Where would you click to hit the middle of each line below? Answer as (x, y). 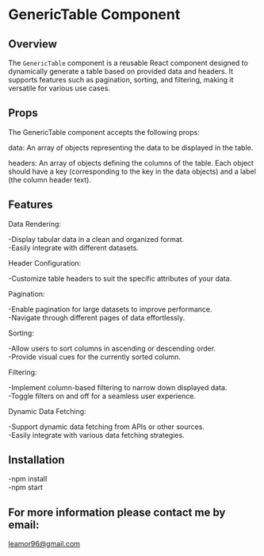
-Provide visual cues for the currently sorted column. (94, 357)
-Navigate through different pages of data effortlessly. (96, 317)
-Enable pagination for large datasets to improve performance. (110, 309)
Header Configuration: (45, 263)
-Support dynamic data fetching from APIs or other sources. (106, 427)
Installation (36, 460)
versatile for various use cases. (59, 88)
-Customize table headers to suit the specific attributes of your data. (120, 278)
